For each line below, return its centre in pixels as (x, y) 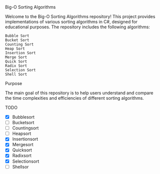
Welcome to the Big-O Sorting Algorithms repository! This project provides (80, 16)
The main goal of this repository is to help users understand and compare (79, 93)
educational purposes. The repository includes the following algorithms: (78, 27)
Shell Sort (16, 74)
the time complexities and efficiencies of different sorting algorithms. (75, 98)
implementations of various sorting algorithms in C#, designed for (71, 22)
